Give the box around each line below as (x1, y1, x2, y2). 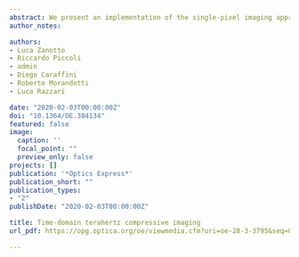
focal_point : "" (17, 144, 77, 154)
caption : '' (17, 136, 62, 145)
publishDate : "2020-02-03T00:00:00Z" (9, 202, 149, 212)
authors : (9, 37, 42, 46)
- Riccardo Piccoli (9, 54, 82, 63)
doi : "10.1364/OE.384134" (9, 111, 105, 120)
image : (9, 128, 34, 137)
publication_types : (9, 186, 82, 195)
